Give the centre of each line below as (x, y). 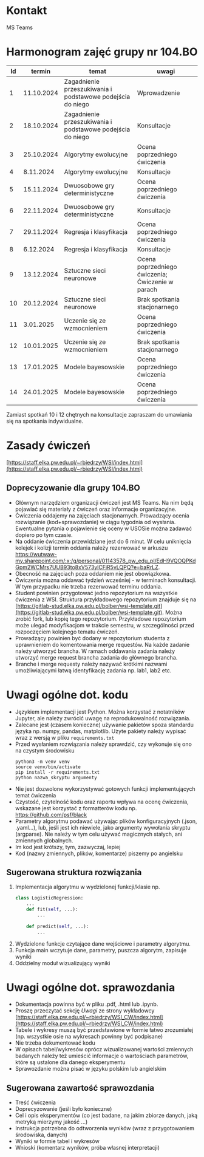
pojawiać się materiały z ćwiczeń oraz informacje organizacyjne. (96, 509)
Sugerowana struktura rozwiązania (74, 872)
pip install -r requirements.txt (57, 772)
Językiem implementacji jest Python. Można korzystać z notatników (100, 712)
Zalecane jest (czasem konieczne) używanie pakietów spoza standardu (104, 725)
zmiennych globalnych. (44, 840)
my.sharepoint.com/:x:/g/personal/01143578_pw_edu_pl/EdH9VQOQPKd (105, 561)
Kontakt (27, 11)
